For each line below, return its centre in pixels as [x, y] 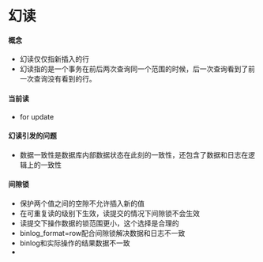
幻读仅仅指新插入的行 [54, 59]
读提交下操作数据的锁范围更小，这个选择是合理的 [99, 223]
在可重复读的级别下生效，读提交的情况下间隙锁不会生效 [109, 213]
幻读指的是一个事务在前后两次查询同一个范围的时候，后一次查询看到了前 [137, 69]
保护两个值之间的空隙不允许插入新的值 [82, 203]
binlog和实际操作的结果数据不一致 [75, 243]
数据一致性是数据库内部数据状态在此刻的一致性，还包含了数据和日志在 [134, 154]
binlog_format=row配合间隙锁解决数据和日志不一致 [102, 233]
